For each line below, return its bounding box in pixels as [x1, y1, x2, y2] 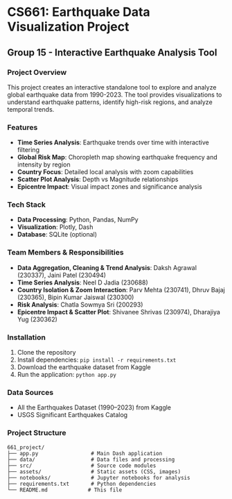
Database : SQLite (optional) [17, 230, 98, 239]
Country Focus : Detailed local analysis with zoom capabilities [17, 168, 194, 176]
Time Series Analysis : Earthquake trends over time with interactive [17, 138, 209, 146]
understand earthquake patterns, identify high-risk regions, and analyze [7, 98, 213, 106]
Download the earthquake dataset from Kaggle [17, 363, 151, 371]
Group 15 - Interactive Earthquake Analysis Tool [7, 46, 217, 58]
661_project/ [7, 443, 45, 451]
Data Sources [7, 387, 54, 397]
